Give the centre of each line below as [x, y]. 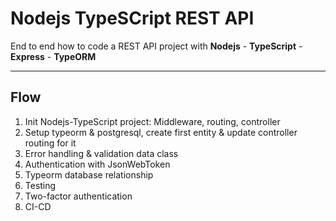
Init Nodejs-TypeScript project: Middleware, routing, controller [152, 121]
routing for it [50, 143]
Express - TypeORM [53, 56]
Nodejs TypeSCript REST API [132, 18]
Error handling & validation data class [101, 153]
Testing [40, 185]
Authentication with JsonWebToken [97, 164]
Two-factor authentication [78, 196]
